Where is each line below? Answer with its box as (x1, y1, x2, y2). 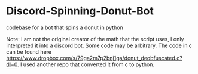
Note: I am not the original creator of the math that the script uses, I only (6, 35, 184, 42)
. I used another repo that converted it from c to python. (17, 61, 154, 68)
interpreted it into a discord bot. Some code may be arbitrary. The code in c (6, 42, 193, 49)
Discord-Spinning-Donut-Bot (6, 4, 154, 18)
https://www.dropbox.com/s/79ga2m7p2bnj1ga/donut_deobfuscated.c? (6, 54, 182, 61)
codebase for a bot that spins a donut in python (6, 24, 124, 31)
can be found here (6, 48, 52, 55)
